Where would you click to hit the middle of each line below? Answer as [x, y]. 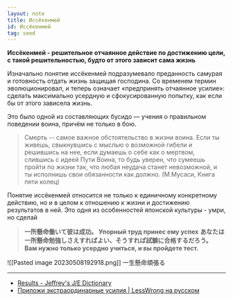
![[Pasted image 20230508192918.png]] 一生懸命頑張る [86, 263]
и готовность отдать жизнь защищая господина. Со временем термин [112, 81]
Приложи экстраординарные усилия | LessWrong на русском [108, 291]
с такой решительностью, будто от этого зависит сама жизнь [101, 60]
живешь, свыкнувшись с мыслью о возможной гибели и [108, 145]
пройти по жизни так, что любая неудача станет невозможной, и [121, 167]
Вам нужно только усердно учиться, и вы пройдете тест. [111, 248]
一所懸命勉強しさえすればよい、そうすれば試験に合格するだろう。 [118, 241]
